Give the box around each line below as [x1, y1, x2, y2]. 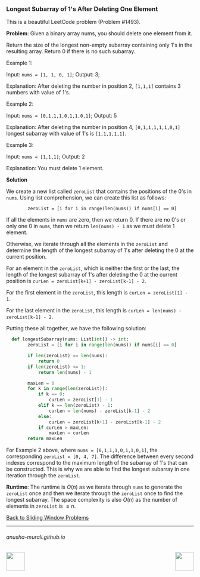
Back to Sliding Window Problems [6, 514, 89, 521]
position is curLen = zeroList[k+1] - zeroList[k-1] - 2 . [6, 277, 146, 285]
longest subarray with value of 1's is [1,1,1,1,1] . [6, 130, 127, 137]
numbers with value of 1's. [6, 89, 71, 96]
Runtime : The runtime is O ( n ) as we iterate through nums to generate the [6, 483, 183, 491]
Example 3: [6, 142, 34, 149]
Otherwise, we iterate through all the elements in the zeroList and [6, 241, 168, 248]
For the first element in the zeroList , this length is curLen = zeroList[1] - [6, 289, 188, 296]
